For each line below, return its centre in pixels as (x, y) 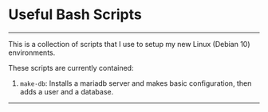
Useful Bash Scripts (75, 15)
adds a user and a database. (67, 91)
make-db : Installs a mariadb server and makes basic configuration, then (136, 83)
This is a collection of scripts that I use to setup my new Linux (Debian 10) (129, 44)
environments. (32, 52)
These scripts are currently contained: (71, 68)
